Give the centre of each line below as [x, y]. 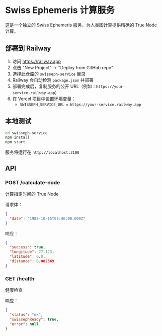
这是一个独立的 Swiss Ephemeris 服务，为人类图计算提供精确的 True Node [81, 25]
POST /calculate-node [33, 182]
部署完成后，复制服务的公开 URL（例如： [54, 86]
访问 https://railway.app [37, 61]
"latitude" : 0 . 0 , [28, 257]
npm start [15, 142]
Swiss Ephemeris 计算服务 [60, 10]
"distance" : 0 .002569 [32, 261]
